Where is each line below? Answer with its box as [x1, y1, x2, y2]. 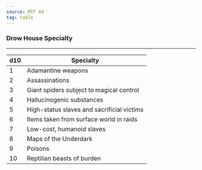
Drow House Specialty [6, 34, 73, 43]
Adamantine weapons [26, 66, 88, 74]
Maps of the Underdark [26, 135, 93, 143]
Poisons [26, 144, 50, 153]
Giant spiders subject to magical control [26, 85, 139, 94]
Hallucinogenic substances [26, 96, 103, 104]
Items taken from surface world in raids [26, 115, 138, 123]
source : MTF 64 [6, 8, 44, 15]
